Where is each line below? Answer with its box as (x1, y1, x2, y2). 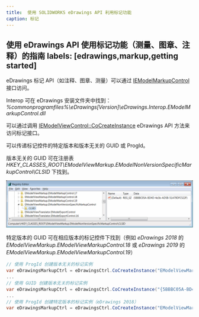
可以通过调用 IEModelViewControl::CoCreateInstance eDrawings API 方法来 (6, 122, 190, 130)
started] (6, 60, 37, 70)
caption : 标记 (6, 15, 40, 22)
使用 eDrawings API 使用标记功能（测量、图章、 (6, 40, 182, 50)
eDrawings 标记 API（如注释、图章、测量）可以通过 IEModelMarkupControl (6, 77, 190, 84)
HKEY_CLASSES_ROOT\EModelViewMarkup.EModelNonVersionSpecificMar (6, 161, 192, 169)
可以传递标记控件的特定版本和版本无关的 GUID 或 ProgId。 (6, 142, 149, 149)
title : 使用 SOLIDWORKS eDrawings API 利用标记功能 (6, 9, 132, 15)
